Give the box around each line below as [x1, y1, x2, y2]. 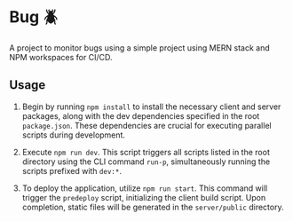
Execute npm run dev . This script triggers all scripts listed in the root [21, 146, 271, 157]
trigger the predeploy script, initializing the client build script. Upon [21, 192, 266, 202]
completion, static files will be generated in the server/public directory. [21, 201, 284, 212]
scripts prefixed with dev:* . [21, 165, 123, 176]
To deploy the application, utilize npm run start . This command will [21, 183, 268, 193]
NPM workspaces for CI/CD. [9, 51, 113, 62]
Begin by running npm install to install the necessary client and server [21, 101, 281, 112]
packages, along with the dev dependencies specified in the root [21, 110, 260, 121]
